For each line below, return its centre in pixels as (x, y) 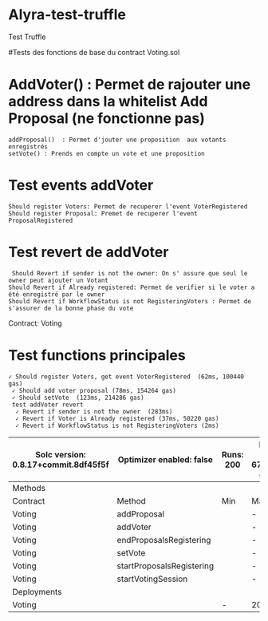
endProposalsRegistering (164, 540)
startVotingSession (152, 579)
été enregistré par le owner (57, 294)
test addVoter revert (47, 405)
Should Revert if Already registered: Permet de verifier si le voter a (132, 287)
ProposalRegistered (41, 220)
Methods (29, 488)
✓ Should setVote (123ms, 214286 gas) (78, 398)
